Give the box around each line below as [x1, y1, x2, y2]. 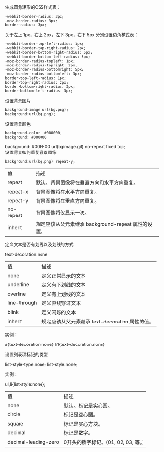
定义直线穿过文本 [41, 300, 81, 306]
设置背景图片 [5, 98, 31, 104]
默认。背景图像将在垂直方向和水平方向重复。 [36, 179, 139, 186]
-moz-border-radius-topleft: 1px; [5, 59, 76, 64]
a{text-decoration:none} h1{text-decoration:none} [5, 342, 105, 347]
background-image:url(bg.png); [5, 108, 69, 112]
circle [7, 411, 20, 418]
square [7, 420, 23, 427]
